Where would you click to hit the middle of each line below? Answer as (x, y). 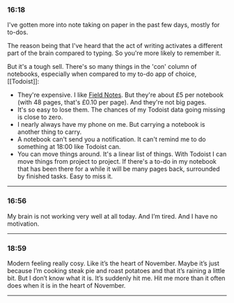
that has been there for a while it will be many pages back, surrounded (119, 169)
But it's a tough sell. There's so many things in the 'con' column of (102, 67)
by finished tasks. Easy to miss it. (65, 176)
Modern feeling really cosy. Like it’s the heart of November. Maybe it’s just (113, 263)
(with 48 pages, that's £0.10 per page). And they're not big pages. (112, 102)
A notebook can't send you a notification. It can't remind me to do (111, 139)
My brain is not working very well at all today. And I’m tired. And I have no (112, 216)
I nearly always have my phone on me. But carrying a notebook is (111, 125)
